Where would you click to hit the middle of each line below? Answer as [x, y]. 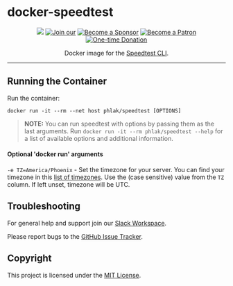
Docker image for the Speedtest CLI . [116, 53]
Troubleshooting [44, 207]
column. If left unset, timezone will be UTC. [69, 184]
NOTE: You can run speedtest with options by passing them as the [119, 124]
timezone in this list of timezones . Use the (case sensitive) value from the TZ [115, 177]
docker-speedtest [60, 12]
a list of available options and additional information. [98, 138]
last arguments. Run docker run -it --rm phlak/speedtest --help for [123, 131]
